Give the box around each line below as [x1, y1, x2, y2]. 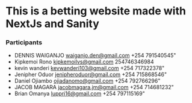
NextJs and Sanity [5, 17, 100, 31]
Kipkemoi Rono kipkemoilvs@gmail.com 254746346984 [14, 58, 154, 65]
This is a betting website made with [5, 4, 186, 18]
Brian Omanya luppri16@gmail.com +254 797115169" [14, 90, 145, 97]
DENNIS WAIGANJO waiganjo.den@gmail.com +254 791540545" [14, 52, 176, 59]
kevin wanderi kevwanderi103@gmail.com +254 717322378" [14, 65, 165, 72]
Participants [5, 38, 43, 47]
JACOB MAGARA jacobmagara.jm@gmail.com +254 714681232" [14, 84, 174, 91]
